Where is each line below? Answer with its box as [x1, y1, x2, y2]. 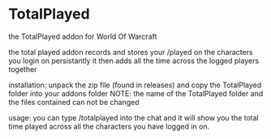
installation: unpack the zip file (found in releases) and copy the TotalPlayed [8, 80, 262, 90]
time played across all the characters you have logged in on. [8, 121, 209, 131]
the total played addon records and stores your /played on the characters [8, 47, 253, 57]
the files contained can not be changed [8, 97, 140, 107]
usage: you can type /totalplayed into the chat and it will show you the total [8, 112, 259, 122]
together [8, 64, 37, 74]
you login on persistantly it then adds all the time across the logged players [8, 56, 260, 65]
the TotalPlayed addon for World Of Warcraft [8, 32, 157, 41]
